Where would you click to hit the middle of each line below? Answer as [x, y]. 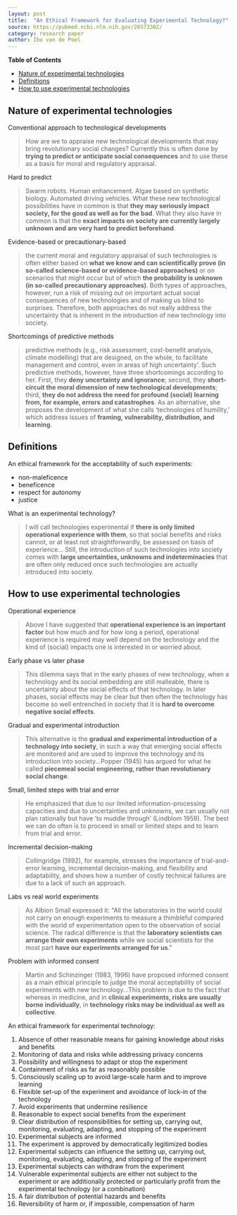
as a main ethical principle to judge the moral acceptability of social [123, 982]
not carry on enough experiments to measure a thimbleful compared [124, 918]
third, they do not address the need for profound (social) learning [122, 394]
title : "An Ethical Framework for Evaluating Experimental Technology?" [118, 20]
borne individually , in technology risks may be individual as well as [125, 1004]
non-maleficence [43, 477]
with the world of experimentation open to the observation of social [123, 925]
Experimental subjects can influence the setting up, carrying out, [112, 1151]
